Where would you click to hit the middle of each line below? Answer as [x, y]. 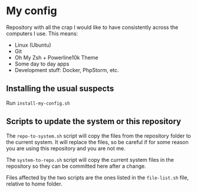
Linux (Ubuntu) [33, 45]
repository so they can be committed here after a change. [76, 166]
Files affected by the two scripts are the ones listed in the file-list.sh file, [97, 177]
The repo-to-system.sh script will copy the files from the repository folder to [99, 136]
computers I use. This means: [42, 33]
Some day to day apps [42, 64]
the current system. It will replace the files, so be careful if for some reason [97, 142]
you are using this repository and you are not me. [66, 148]
